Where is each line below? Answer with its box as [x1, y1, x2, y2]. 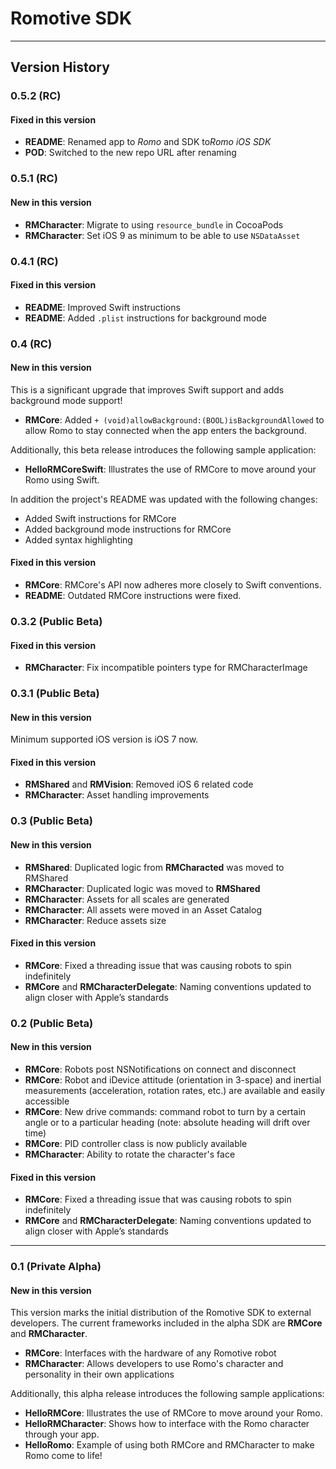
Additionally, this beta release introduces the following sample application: [10, 443, 317, 456]
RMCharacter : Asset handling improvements [24, 789, 210, 801]
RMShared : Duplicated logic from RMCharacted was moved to [24, 861, 285, 873]
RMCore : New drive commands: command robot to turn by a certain [24, 1105, 307, 1117]
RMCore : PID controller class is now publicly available [24, 1137, 248, 1149]
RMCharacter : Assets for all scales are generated [24, 893, 230, 905]
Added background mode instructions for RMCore [24, 523, 232, 535]
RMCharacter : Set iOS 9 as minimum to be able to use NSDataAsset [24, 229, 301, 241]
